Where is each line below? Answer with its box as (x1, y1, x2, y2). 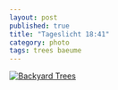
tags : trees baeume (9, 46, 82, 55)
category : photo (9, 37, 70, 47)
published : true (9, 21, 70, 30)
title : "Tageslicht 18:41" (9, 29, 110, 38)
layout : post (9, 12, 58, 22)
